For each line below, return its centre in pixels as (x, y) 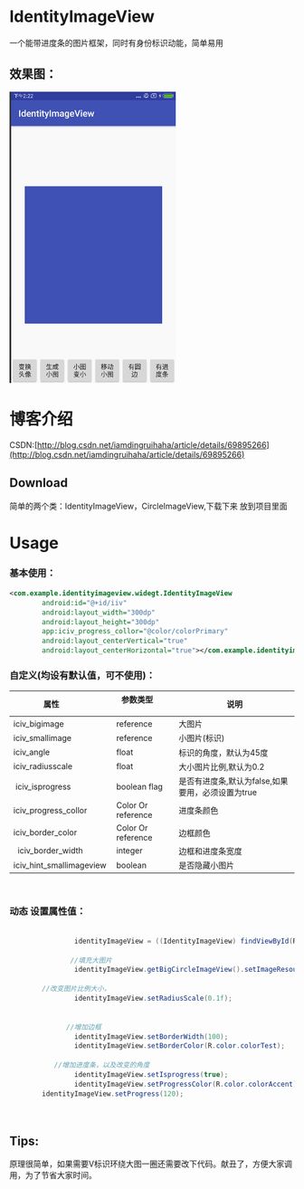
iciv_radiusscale (43, 766)
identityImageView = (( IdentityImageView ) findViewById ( (184, 941)
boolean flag (139, 786)
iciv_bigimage (39, 723)
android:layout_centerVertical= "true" (115, 641)
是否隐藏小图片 (207, 865)
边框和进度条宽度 (210, 851)
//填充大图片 (91, 960)
